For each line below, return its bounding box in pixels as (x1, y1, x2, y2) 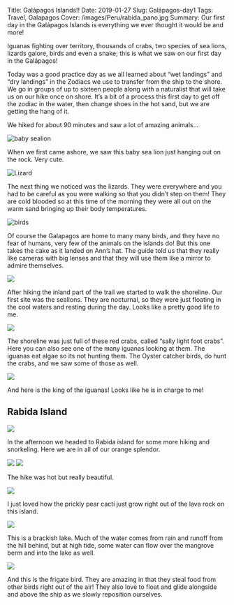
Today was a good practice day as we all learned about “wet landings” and (7, 70, 222, 78)
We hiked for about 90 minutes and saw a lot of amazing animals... (7, 121, 199, 129)
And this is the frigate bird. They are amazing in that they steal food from (7, 575, 217, 583)
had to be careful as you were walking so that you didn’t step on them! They (7, 190, 226, 198)
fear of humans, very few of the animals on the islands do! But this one (7, 239, 211, 247)
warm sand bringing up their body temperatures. (7, 205, 147, 212)
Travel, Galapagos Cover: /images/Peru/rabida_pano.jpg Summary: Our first (7, 13, 226, 22)
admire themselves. (7, 261, 64, 270)
